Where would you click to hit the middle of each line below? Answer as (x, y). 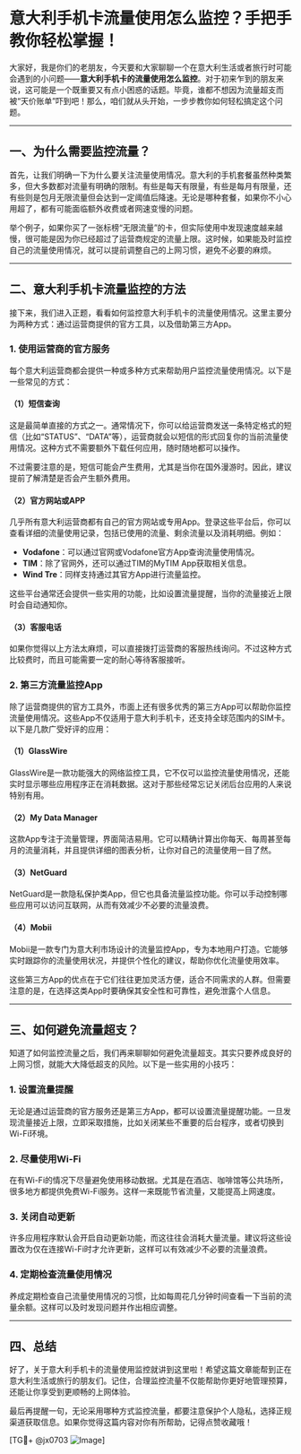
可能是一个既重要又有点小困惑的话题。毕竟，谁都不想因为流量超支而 (158, 90)
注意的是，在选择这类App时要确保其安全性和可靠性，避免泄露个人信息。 (142, 991)
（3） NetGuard (38, 872)
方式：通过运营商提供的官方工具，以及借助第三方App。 (134, 324)
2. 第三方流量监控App (56, 685)
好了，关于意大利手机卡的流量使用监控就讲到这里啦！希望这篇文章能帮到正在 (150, 1370)
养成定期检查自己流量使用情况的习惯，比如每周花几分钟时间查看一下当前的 (146, 1295)
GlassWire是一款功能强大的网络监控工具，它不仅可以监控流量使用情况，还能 (150, 773)
